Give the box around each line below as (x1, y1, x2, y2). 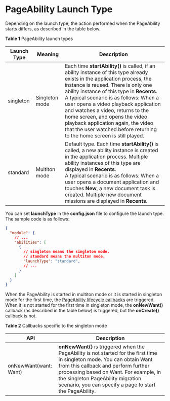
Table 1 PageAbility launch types (5, 35, 73, 42)
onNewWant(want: (8, 362, 52, 370)
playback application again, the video (65, 119, 153, 126)
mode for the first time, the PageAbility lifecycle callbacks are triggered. (5, 297, 155, 303)
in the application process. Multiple (65, 153, 148, 160)
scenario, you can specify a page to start (58, 381, 156, 388)
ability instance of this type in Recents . (65, 88, 158, 95)
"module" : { (10, 230, 35, 235)
